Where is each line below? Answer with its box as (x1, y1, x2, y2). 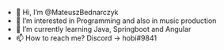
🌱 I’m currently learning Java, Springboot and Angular (15, 25, 192, 33)
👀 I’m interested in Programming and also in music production (15, 16, 217, 25)
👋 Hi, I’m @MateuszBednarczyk (15, 8, 119, 17)
